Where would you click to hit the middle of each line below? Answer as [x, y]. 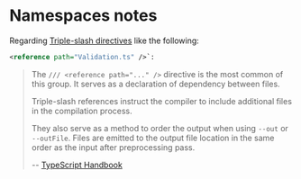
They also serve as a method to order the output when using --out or [160, 128]
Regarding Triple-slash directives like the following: [105, 40]
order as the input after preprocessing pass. [113, 147]
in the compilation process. [82, 111]
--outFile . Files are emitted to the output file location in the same [153, 138]
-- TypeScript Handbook [77, 165]
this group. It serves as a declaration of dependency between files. [156, 84]
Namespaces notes [83, 16]
